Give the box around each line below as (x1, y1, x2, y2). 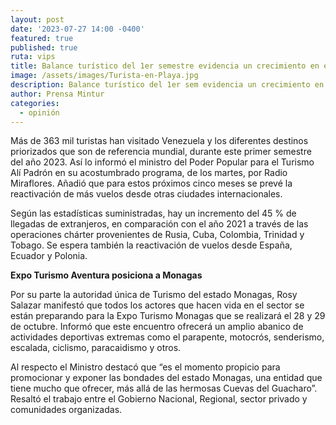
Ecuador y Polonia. (10, 250, 88, 262)
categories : (10, 98, 60, 108)
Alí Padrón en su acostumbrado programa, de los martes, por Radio (10, 167, 288, 179)
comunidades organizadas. (10, 404, 123, 416)
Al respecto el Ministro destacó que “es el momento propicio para (10, 361, 281, 373)
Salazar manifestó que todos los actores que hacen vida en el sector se (10, 299, 305, 311)
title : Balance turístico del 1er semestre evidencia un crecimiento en (10, 61, 320, 71)
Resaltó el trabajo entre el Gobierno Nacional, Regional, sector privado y (10, 393, 308, 405)
